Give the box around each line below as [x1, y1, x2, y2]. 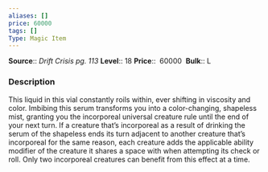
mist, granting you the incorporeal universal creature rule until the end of [8, 112, 249, 121]
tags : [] [8, 27, 38, 35]
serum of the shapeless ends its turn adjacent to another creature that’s [8, 129, 245, 138]
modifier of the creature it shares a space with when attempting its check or [8, 145, 260, 155]
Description [8, 76, 56, 88]
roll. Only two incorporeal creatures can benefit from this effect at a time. [8, 154, 251, 164]
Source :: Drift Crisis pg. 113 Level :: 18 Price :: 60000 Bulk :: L [8, 56, 212, 66]
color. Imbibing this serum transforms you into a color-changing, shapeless [8, 103, 258, 113]
